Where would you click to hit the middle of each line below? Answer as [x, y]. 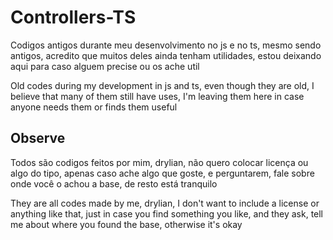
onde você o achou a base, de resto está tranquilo [114, 183]
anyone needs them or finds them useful [94, 107]
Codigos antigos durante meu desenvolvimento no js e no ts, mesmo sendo [166, 45]
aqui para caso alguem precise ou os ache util [105, 66]
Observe [38, 138]
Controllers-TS [73, 17]
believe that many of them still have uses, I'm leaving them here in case [157, 96]
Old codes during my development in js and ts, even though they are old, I [162, 85]
